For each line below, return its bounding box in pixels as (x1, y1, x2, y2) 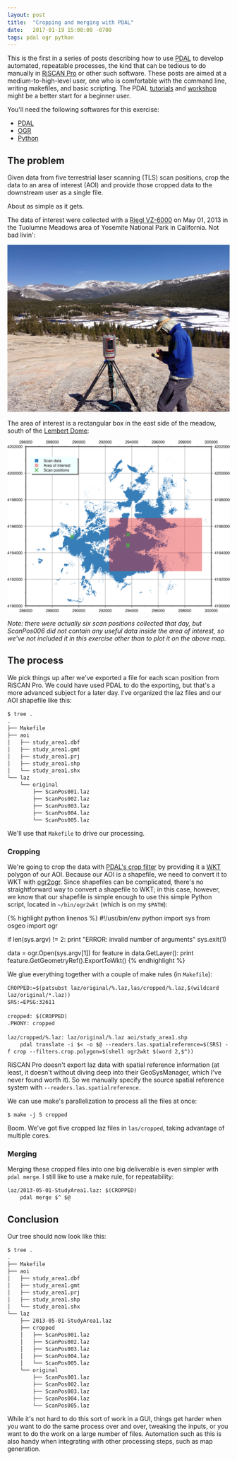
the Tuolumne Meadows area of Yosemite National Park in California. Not (7, 223, 219, 232)
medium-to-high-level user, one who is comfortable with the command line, (7, 76, 227, 85)
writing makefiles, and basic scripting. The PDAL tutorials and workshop (7, 84, 217, 93)
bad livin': (7, 230, 36, 240)
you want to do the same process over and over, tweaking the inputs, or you (7, 1422, 229, 1431)
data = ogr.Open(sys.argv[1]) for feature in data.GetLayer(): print (7, 949, 194, 957)
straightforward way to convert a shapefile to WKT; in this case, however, (7, 885, 221, 894)
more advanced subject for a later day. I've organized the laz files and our (7, 688, 222, 696)
